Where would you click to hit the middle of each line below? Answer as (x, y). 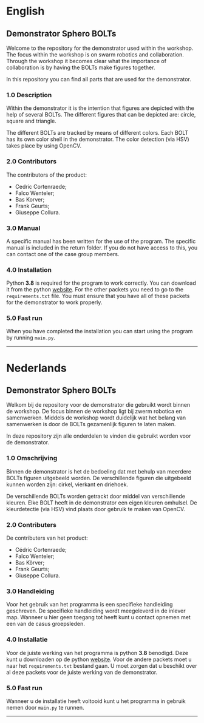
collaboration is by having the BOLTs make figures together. (81, 67)
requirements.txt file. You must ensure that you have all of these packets (98, 296)
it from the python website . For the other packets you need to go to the (95, 290)
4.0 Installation (29, 270)
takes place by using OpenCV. (44, 146)
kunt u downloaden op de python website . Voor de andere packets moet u (99, 659)
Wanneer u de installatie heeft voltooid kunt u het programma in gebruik (96, 701)
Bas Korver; (30, 199)
